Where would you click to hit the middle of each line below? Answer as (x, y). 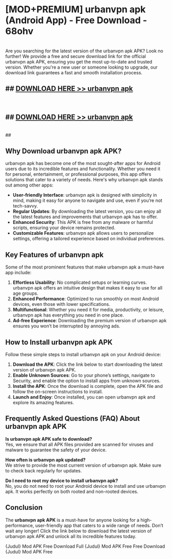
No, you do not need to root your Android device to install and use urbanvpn (86, 486)
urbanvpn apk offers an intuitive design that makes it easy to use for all (88, 288)
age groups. (25, 294)
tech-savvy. (25, 206)
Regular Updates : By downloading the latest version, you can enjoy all (87, 212)
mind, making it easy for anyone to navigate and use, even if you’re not (88, 200)
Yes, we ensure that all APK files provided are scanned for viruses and (79, 444)
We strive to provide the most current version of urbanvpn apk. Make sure (83, 465)
